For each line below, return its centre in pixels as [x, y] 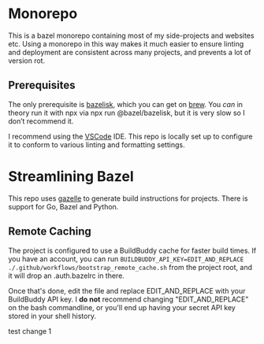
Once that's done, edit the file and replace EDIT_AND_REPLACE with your [127, 290]
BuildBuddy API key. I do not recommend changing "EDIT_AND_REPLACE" [128, 299]
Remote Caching [50, 232]
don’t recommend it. [41, 121]
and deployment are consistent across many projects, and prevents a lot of [130, 52]
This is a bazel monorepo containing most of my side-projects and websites [131, 35]
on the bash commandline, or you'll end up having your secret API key [122, 307]
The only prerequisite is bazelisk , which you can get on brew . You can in [125, 104]
